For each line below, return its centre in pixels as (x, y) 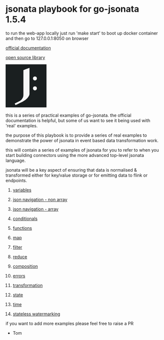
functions (22, 228)
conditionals (25, 218)
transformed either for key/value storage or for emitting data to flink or (77, 175)
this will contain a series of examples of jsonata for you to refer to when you (82, 150)
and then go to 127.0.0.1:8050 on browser (47, 38)
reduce (20, 256)
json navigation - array (35, 209)
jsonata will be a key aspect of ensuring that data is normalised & (71, 170)
